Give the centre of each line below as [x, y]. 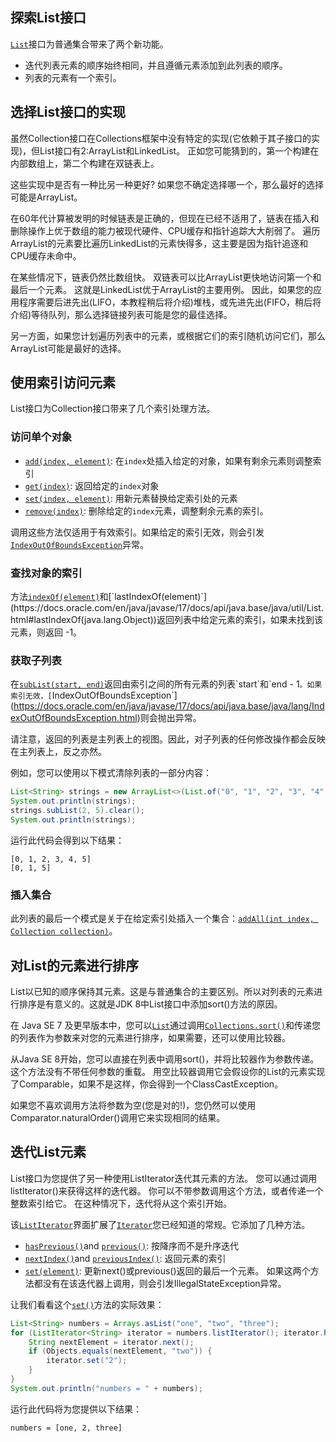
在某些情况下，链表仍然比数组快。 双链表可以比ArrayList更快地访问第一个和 [166, 277]
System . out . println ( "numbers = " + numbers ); [106, 1388]
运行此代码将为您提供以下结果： [76, 1409]
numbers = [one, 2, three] [66, 1428]
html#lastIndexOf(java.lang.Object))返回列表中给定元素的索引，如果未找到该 [166, 620]
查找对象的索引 [46, 573]
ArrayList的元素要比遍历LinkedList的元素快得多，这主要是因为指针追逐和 [159, 243]
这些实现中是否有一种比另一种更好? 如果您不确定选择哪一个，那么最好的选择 [167, 184]
